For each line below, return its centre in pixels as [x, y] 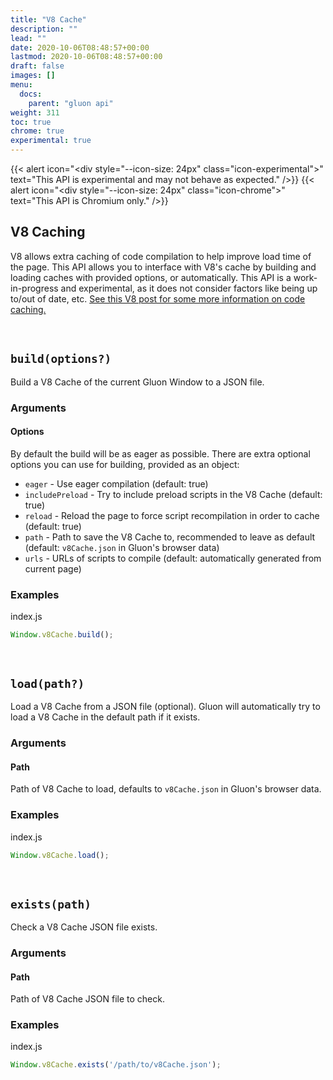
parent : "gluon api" [71, 103]
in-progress [34, 288]
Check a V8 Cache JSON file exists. [84, 927]
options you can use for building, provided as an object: [125, 464]
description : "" [44, 29]
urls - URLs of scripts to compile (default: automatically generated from [173, 558]
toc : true [31, 122]
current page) [53, 568]
